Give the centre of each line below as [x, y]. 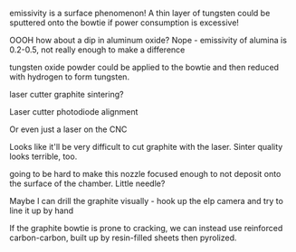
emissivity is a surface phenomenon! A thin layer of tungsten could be [140, 13]
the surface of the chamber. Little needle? [87, 183]
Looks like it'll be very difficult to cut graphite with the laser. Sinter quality [146, 147]
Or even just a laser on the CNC [68, 129]
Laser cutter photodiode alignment [74, 112]
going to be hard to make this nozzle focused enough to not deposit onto [145, 174]
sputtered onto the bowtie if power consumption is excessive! [124, 23]
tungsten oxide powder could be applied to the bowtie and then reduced [144, 67]
